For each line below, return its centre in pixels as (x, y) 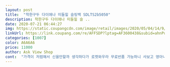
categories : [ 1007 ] (26, 38)
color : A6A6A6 (20, 43)
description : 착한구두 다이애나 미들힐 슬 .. (48, 19)
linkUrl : (14, 33)
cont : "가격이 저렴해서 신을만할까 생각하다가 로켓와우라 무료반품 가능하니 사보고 (79, 57)
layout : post (19, 10)
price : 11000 (19, 47)
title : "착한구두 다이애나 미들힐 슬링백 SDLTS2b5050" (58, 15)
